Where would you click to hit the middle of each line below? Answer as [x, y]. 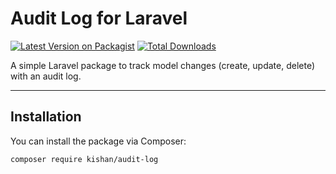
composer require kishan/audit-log [84, 159]
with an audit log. [46, 76]
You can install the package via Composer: [98, 141]
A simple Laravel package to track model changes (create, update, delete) [163, 65]
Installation [46, 117]
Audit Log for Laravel [99, 18]
